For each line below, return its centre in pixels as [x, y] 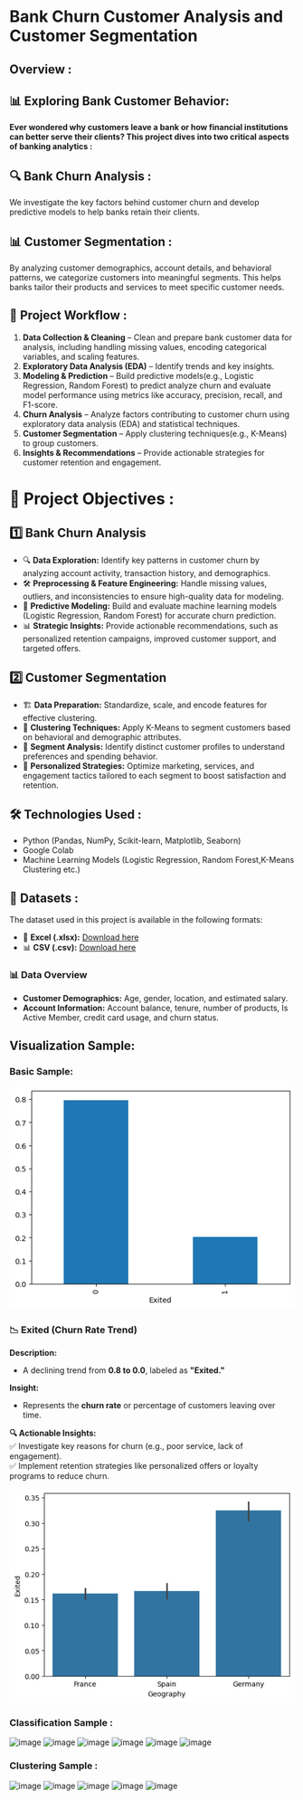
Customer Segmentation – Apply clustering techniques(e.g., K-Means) [155, 433]
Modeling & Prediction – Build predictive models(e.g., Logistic [138, 375]
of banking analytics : [51, 147]
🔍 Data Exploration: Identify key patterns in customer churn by [141, 560]
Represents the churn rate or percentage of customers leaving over [149, 1405]
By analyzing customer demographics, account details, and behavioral [141, 268]
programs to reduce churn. [60, 1475]
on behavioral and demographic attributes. [102, 737]
